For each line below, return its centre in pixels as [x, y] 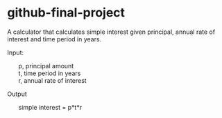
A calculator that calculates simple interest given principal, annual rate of [111, 32]
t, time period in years [50, 73]
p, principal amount [46, 66]
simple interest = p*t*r [50, 107]
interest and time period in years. [54, 39]
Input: [16, 52]
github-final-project [66, 13]
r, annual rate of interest [52, 80]
